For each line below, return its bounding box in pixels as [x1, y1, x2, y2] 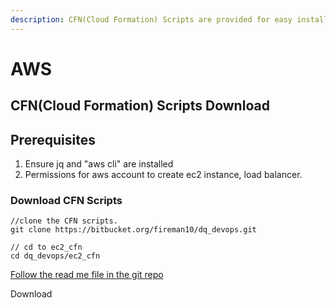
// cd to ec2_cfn [10, 242, 83, 253]
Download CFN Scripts [10, 193, 123, 207]
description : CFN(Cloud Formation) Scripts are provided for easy [10, 14, 293, 25]
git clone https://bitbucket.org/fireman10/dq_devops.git [10, 225, 257, 235]
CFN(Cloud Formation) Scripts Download [10, 97, 270, 115]
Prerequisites [10, 131, 96, 148]
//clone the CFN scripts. [10, 216, 118, 226]
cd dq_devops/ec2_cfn [10, 251, 101, 261]
